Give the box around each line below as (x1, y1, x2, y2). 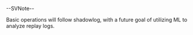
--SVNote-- (6, 5, 34, 12)
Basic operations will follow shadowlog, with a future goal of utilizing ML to (6, 16, 188, 23)
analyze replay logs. (6, 23, 55, 29)
